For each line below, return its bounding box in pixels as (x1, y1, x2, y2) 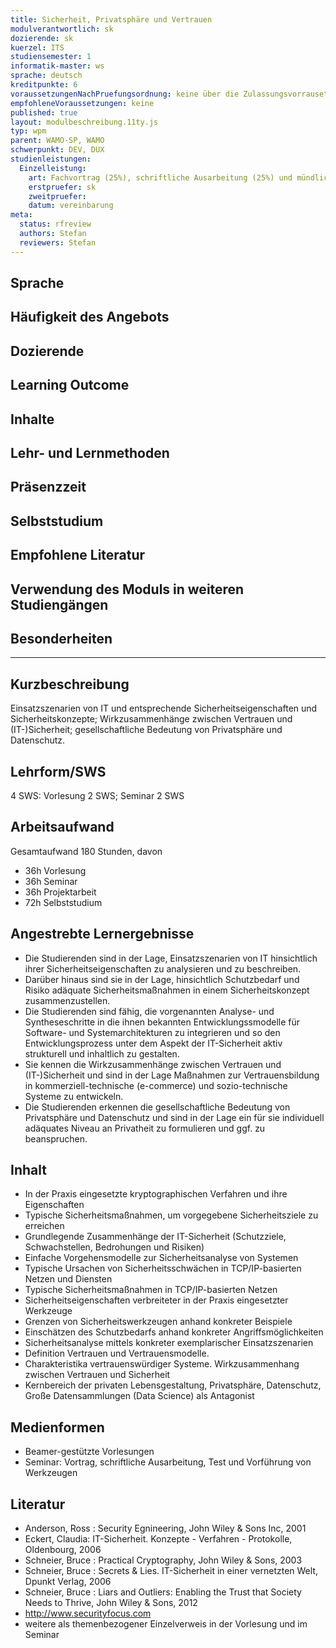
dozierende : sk (10, 33, 74, 43)
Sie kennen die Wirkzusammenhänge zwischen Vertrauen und (24, 1058, 282, 1070)
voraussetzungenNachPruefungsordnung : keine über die (10, 89, 240, 99)
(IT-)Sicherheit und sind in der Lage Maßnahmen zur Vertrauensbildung (24, 1069, 320, 1081)
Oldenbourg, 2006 (24, 1544, 102, 1556)
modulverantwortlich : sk (10, 24, 114, 34)
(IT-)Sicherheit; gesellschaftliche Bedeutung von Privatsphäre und (10, 724, 283, 736)
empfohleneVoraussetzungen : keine (10, 98, 155, 108)
